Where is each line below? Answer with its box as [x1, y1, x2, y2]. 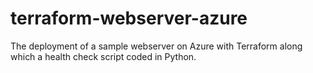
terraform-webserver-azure [10, 7, 248, 30]
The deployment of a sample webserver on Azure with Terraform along [10, 40, 303, 52]
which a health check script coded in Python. [10, 50, 197, 62]
